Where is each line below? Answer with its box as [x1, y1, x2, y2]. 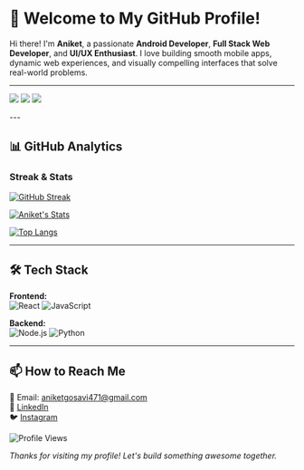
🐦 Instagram [9, 412, 58, 423]
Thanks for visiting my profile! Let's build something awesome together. [9, 450, 278, 461]
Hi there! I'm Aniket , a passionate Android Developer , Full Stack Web [9, 38, 271, 49]
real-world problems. [9, 67, 88, 78]
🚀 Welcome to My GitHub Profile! [9, 8, 261, 29]
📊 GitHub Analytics [9, 139, 123, 155]
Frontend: [9, 291, 48, 302]
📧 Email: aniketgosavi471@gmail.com [9, 392, 147, 403]
